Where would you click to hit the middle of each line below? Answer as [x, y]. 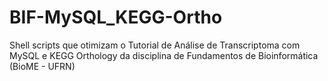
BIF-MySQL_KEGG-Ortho [116, 17]
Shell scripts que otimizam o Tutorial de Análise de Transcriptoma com [155, 45]
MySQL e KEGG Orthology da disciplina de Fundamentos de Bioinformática [164, 55]
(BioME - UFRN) [42, 66]
